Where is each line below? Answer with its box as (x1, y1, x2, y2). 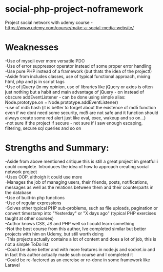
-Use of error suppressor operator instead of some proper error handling (5, 63, 152, 69)
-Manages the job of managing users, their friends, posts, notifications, (5, 179, 148, 185)
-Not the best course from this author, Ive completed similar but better (5, 226, 146, 232)
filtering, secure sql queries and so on (5, 125, 81, 131)
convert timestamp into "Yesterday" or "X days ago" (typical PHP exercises (5, 210, 156, 216)
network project (5, 169, 38, 175)
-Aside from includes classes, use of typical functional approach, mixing (5, 73, 150, 79)
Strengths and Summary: (5, 142, 109, 154)
